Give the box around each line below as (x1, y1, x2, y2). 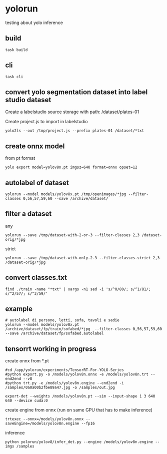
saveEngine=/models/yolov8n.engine (5, 421, 79, 426)
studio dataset (5, 96, 51, 104)
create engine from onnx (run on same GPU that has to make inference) (5, 407, 152, 413)
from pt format (5, 155, 35, 161)
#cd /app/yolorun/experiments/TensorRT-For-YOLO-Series (5, 367, 124, 373)
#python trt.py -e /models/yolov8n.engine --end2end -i (5, 381, 124, 386)
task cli (5, 74, 23, 79)
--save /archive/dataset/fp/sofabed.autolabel (5, 331, 104, 336)
